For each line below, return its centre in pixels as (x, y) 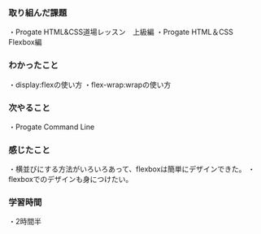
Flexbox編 (25, 42)
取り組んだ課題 (38, 12)
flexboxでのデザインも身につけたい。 (71, 180)
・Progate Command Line (52, 127)
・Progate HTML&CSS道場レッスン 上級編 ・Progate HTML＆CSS (121, 32)
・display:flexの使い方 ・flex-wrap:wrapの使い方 (90, 84)
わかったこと (34, 65)
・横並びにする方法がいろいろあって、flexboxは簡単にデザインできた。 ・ (132, 169)
